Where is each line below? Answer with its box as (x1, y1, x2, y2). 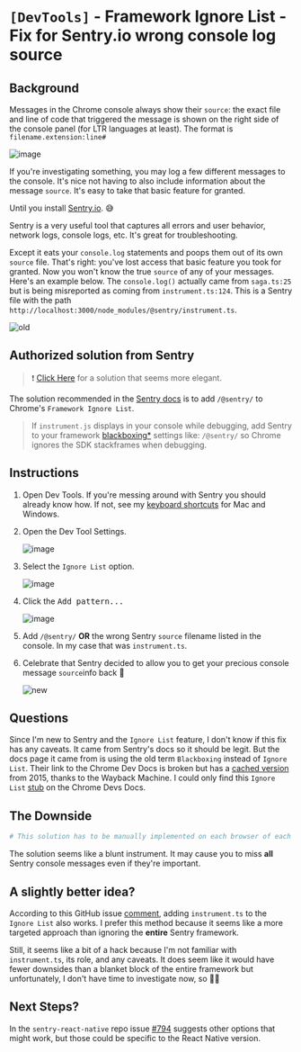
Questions (9, 711, 69, 726)
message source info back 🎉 (22, 667, 125, 678)
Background (9, 80, 79, 95)
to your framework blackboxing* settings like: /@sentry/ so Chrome (31, 429, 281, 440)
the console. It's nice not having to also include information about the (9, 175, 266, 186)
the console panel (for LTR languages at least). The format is (9, 123, 234, 134)
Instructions (9, 465, 79, 481)
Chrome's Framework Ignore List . (9, 402, 135, 413)
